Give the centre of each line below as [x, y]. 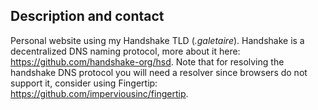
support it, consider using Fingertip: [84, 83]
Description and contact [87, 16]
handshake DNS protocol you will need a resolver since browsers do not [159, 72]
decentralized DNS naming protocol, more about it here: [125, 51]
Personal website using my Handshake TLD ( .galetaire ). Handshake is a [157, 40]
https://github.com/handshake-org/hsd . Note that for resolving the [147, 61]
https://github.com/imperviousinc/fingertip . [99, 93]
